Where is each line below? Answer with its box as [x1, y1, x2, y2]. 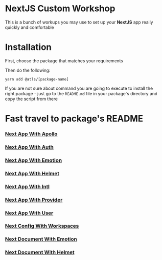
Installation [5, 42, 52, 53]
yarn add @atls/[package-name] [5, 77, 69, 81]
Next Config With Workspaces [5, 223, 79, 230]
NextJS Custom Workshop [5, 3, 116, 14]
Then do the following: [5, 67, 50, 73]
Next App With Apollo [5, 130, 58, 137]
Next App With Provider [5, 196, 63, 203]
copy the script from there [5, 96, 58, 102]
